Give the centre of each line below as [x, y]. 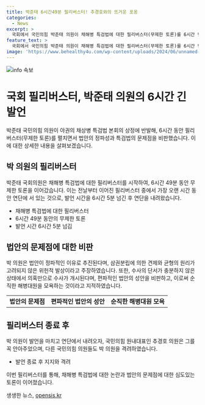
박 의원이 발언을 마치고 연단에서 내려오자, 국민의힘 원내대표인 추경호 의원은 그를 [101, 341]
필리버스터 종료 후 [38, 325]
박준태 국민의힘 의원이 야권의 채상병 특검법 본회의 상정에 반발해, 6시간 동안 [95, 130]
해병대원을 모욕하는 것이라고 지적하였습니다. [70, 286]
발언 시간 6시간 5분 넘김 [44, 226]
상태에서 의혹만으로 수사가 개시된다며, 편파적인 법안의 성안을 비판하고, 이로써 [98, 278]
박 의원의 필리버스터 [41, 166]
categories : [21, 18]
